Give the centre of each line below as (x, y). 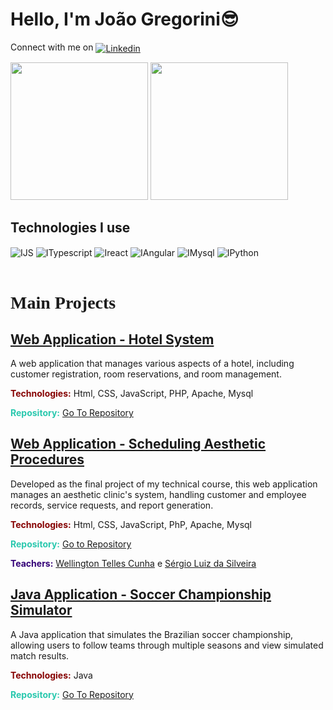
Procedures (47, 459)
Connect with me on (52, 47)
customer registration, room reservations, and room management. (146, 374)
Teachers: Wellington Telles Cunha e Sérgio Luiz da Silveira (133, 563)
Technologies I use (70, 227)
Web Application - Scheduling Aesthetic (138, 444)
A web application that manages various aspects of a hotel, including (152, 364)
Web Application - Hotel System (112, 339)
